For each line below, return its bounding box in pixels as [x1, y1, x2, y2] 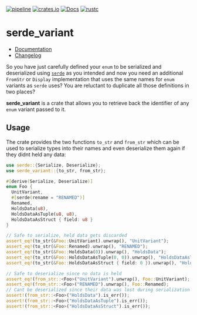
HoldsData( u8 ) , [11, 206, 49, 212]
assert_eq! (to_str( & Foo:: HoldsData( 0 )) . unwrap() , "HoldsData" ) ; [6, 249, 167, 255]
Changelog [14, 52, 42, 59]
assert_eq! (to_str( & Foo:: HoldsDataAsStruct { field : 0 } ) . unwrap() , [6, 260, 177, 266]
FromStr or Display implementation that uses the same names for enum [6, 75, 175, 82]
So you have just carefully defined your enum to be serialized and [6, 63, 162, 70]
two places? [6, 88, 35, 95]
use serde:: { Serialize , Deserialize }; [6, 162, 101, 168]
